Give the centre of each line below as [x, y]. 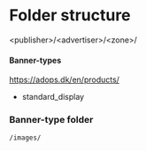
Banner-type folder [51, 120]
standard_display [53, 97]
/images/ [25, 138]
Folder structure [70, 15]
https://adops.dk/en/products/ [64, 79]
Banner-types [35, 60]
